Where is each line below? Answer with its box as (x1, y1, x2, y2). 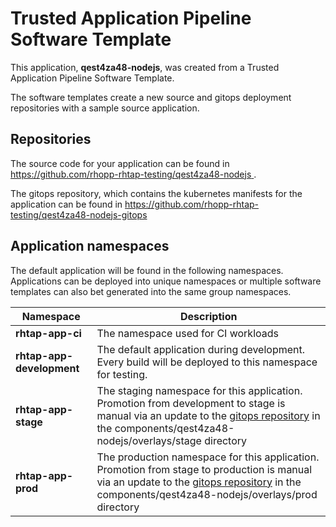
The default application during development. (96, 342, 306, 356)
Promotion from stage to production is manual (96, 462, 313, 476)
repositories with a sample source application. (10, 102, 200, 114)
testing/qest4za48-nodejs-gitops (10, 208, 148, 221)
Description (179, 309, 238, 323)
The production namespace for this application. (96, 450, 320, 464)
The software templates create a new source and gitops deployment (10, 91, 292, 103)
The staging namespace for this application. (96, 383, 303, 397)
